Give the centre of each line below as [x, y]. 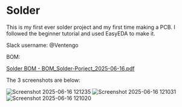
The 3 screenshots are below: [43, 80]
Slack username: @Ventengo [42, 45]
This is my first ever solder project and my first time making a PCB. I [91, 27]
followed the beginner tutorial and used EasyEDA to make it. [81, 33]
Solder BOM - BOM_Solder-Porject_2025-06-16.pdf [70, 68]
